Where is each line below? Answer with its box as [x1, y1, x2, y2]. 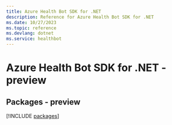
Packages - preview [6, 97, 81, 107]
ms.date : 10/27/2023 [6, 19, 57, 25]
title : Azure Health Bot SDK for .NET [6, 8, 101, 15]
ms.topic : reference [6, 25, 57, 31]
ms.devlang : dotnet [6, 31, 54, 36]
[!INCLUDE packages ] [6, 113, 59, 119]
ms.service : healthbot [6, 36, 62, 42]
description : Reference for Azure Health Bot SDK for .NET [6, 14, 154, 20]
